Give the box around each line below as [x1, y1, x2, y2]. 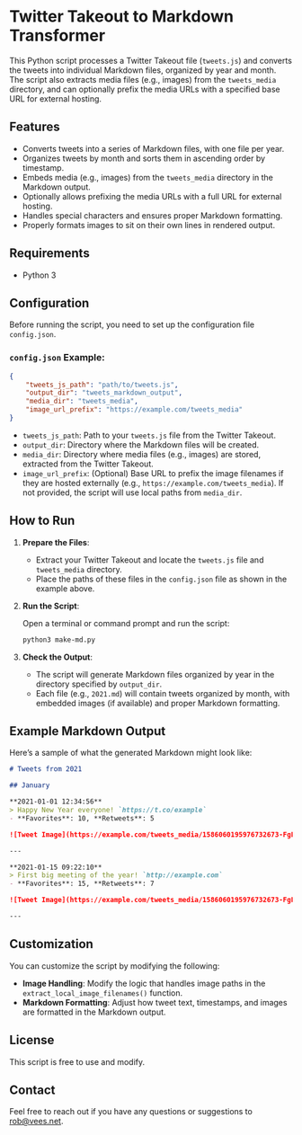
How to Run [9, 513, 75, 528]
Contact [9, 1082, 56, 1097]
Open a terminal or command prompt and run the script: [22, 617, 230, 628]
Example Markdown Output [9, 723, 166, 739]
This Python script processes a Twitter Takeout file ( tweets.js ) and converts [9, 55, 292, 66]
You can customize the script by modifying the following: [9, 960, 220, 971]
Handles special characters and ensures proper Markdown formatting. [22, 209, 283, 221]
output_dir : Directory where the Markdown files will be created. [22, 439, 260, 450]
